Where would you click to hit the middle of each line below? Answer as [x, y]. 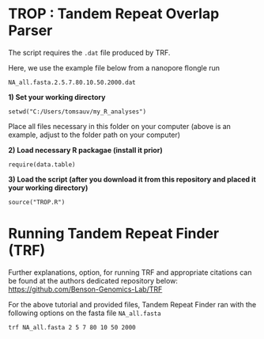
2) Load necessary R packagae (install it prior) [86, 150]
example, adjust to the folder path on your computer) [94, 135]
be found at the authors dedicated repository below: [93, 280]
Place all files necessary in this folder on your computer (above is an [120, 126]
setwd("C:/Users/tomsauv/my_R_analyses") [77, 112]
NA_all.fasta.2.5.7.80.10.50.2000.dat [72, 82]
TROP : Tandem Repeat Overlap [114, 14]
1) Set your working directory [57, 97]
